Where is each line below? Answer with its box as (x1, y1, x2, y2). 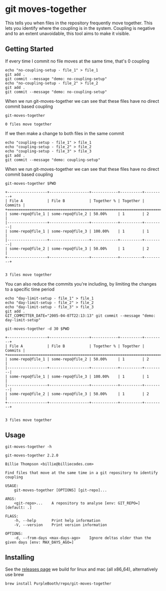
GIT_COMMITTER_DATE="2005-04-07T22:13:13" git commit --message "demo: (5, 313, 156, 318)
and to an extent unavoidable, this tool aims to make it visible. (5, 30, 130, 36)
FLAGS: (5, 514, 19, 518)
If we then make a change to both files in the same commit (5, 130, 124, 136)
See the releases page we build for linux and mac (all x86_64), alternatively (5, 566, 158, 572)
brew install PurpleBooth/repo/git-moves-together (5, 581, 112, 587)
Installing (5, 553, 35, 562)
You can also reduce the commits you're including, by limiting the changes (5, 281, 157, 287)
